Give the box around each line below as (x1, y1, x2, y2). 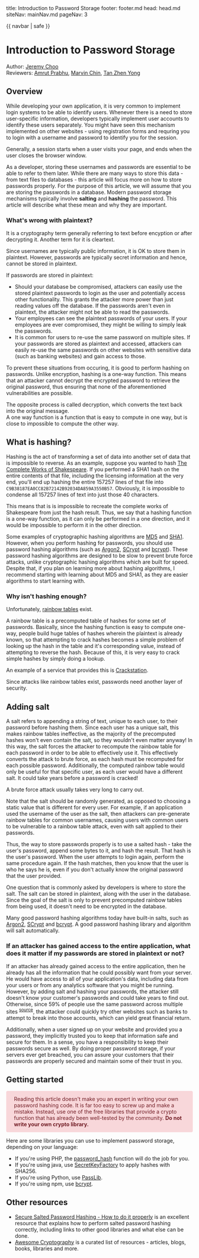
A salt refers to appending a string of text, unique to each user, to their (6, 717, 178, 724)
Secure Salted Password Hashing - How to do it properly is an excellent (14, 1213, 190, 1221)
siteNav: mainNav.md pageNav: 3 (6, 11, 88, 18)
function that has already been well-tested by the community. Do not (14, 1114, 182, 1121)
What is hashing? (6, 437, 72, 448)
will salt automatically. (6, 927, 60, 934)
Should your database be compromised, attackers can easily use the (14, 283, 182, 290)
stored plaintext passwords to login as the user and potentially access (14, 290, 185, 297)
